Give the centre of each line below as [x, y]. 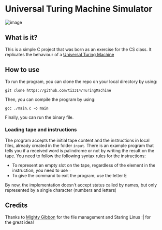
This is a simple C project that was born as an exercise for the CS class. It [78, 49]
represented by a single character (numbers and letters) [61, 190]
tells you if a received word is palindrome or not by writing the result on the [80, 150]
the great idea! [20, 222]
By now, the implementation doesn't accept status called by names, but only [81, 185]
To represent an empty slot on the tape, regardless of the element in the [84, 165]
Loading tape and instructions [41, 130]
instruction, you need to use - [42, 170]
